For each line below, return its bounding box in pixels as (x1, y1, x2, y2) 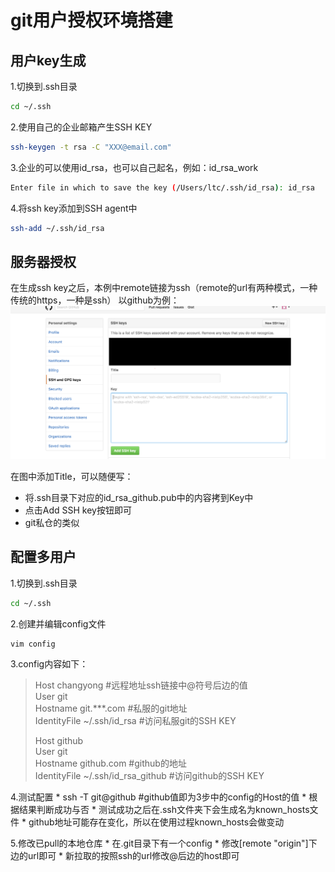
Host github (34, 735, 84, 747)
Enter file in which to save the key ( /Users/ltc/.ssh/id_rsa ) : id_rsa (10, 182, 315, 193)
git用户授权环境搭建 (10, 9, 173, 32)
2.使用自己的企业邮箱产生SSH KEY (10, 121, 153, 133)
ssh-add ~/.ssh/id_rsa (10, 223, 105, 233)
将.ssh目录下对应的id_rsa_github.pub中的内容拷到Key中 (24, 491, 254, 503)
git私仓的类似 (24, 516, 80, 528)
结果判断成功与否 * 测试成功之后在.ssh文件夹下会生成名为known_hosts (18, 804, 310, 816)
